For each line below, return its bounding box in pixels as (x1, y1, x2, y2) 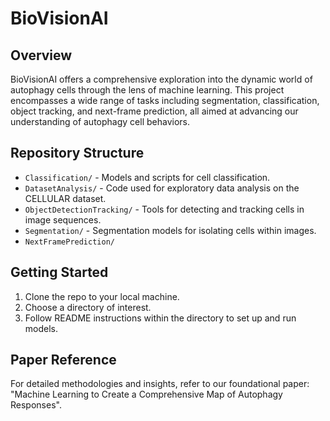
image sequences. (24, 213, 102, 226)
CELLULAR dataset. (24, 192, 107, 204)
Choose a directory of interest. (24, 301, 152, 313)
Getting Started (10, 264, 109, 281)
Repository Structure (10, 145, 145, 162)
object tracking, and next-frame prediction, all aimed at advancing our (10, 105, 299, 117)
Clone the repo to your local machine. (24, 290, 180, 302)
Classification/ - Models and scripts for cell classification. (24, 171, 271, 183)
